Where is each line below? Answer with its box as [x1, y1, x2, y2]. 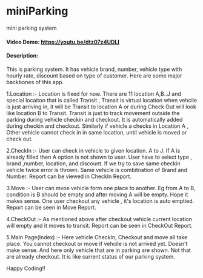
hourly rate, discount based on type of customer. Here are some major [6, 71, 182, 79]
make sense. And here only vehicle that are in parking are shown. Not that [6, 247, 191, 254]
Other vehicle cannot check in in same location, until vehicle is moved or [6, 128, 187, 136]
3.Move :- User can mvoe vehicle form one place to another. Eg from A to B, [6, 184, 196, 191]
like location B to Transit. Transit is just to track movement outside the [6, 109, 180, 116]
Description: [6, 52, 38, 59]
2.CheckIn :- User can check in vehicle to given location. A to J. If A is [6, 147, 181, 154]
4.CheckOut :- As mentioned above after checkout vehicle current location [6, 215, 192, 222]
